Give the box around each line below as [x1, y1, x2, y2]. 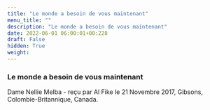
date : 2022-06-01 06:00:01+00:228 [7, 29, 108, 37]
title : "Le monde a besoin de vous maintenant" [7, 10, 149, 17]
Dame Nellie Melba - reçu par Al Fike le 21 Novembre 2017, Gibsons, [7, 88, 203, 96]
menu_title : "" [7, 17, 52, 24]
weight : [7, 49, 30, 56]
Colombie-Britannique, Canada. [7, 95, 99, 104]
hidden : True [7, 42, 45, 49]
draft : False [7, 36, 45, 43]
